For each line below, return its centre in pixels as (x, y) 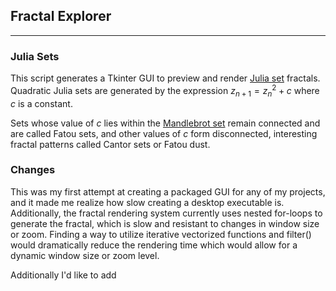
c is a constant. (41, 103)
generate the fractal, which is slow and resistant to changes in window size (165, 223)
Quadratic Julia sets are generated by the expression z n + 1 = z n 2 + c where (165, 91)
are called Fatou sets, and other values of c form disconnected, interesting (164, 133)
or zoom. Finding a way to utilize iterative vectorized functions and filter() (161, 234)
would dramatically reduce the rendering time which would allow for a (154, 245)
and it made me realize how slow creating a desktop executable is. (147, 202)
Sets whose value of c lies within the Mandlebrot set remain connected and (165, 123)
